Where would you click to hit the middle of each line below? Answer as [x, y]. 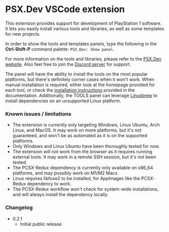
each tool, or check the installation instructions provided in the [70, 90]
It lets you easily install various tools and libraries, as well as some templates [85, 28]
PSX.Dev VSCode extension [65, 9]
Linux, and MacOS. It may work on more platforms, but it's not [77, 130]
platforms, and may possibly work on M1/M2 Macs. [66, 173]
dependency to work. [49, 184]
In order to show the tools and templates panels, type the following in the [81, 43]
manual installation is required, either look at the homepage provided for [80, 85]
